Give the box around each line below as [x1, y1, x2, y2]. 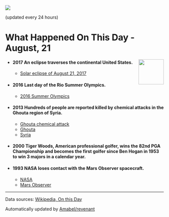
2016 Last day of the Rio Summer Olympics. [12, 82, 106, 88]
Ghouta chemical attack [20, 121, 69, 127]
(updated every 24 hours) [5, 15, 59, 20]
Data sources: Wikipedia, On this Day [5, 196, 82, 202]
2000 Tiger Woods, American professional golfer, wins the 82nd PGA [12, 143, 161, 149]
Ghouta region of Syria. [12, 110, 63, 116]
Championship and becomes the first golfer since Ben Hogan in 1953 [12, 148, 159, 154]
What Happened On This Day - [5, 32, 135, 43]
